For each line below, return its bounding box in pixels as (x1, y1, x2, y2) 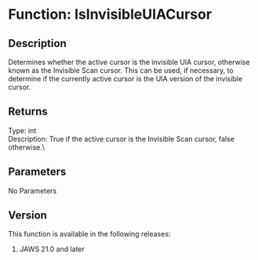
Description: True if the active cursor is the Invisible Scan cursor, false (8, 134, 235, 143)
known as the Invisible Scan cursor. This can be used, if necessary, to (8, 66, 234, 75)
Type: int (8, 125, 37, 135)
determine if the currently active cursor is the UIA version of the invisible (8, 74, 243, 83)
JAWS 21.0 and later (19, 244, 85, 254)
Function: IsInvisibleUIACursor (8, 5, 213, 23)
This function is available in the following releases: (8, 229, 171, 239)
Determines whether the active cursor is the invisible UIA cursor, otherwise (8, 57, 250, 67)
